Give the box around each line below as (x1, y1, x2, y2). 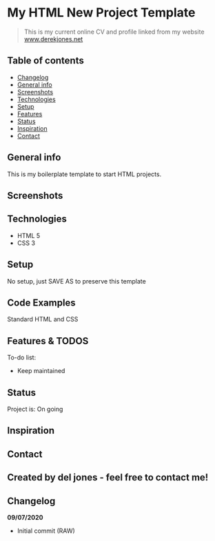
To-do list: (7, 353, 37, 362)
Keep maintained (17, 367, 65, 375)
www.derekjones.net (23, 34, 83, 43)
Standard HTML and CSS (7, 315, 79, 323)
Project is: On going (7, 405, 63, 414)
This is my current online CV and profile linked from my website (23, 28, 205, 36)
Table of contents (7, 55, 84, 67)
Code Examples (7, 297, 76, 308)
